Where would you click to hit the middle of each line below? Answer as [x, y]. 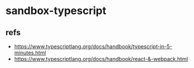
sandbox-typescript [56, 11]
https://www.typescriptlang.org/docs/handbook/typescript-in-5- [93, 46]
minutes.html [30, 53]
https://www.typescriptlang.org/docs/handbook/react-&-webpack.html [101, 59]
